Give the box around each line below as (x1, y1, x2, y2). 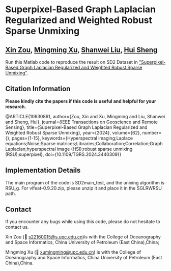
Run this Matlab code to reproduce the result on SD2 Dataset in (5, 59, 138, 65)
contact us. (5, 224, 29, 230)
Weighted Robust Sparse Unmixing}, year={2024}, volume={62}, (5, 129, 141, 135)
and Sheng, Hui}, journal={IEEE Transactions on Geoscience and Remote (5, 119, 158, 125)
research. (5, 103, 26, 110)
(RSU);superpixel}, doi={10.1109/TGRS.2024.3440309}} (5, 151, 122, 157)
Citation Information (5, 85, 71, 93)
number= (142, 129, 162, 135)
